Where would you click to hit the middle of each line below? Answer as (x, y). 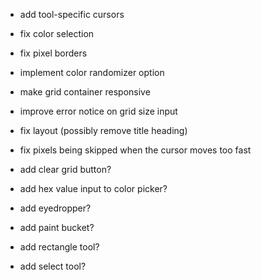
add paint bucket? (57, 227)
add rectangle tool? (59, 247)
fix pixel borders (53, 53)
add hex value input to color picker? (93, 188)
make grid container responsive (85, 92)
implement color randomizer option (92, 72)
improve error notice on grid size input (98, 111)
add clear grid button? (65, 169)
